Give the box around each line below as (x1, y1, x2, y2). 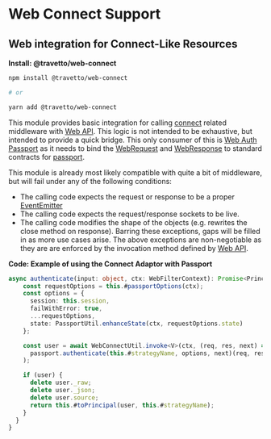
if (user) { (23, 371, 63, 379)
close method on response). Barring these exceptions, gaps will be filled (19, 226, 261, 236)
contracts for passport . (8, 152, 85, 161)
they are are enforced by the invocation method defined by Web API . (19, 243, 248, 253)
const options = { (23, 290, 85, 298)
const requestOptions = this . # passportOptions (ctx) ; (23, 282, 204, 291)
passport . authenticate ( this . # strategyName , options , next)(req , (29, 349, 251, 357)
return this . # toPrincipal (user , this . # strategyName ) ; (29, 401, 215, 409)
